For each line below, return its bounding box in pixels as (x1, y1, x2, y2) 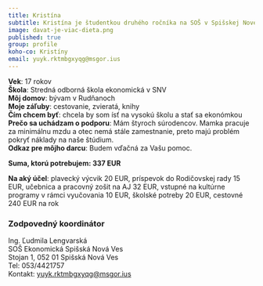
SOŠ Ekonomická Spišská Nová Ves (8, 244, 124, 254)
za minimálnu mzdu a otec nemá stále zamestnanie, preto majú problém (8, 126, 240, 136)
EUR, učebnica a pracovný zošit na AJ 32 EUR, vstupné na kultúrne (8, 182, 225, 191)
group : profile (8, 41, 58, 49)
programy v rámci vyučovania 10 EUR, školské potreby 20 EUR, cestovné (8, 190, 243, 200)
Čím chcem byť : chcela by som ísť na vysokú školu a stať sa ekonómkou (8, 110, 243, 119)
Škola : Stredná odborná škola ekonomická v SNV (8, 85, 167, 94)
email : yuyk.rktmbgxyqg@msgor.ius (8, 56, 121, 63)
